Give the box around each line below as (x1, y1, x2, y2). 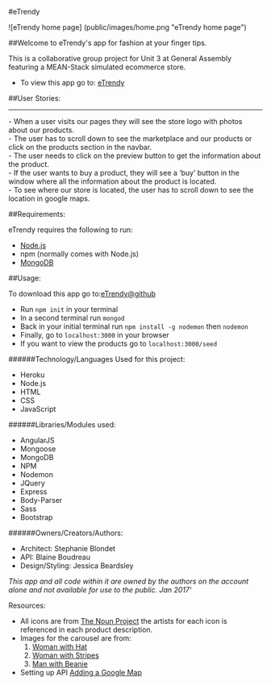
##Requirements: (8, 210, 66, 218)
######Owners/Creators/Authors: (8, 528, 123, 538)
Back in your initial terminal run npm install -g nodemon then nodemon (19, 322, 248, 331)
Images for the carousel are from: (19, 633, 131, 643)
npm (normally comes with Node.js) (19, 249, 140, 259)
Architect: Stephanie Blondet (19, 544, 115, 553)
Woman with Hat (31, 642, 87, 651)
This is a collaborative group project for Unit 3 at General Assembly (8, 54, 232, 63)
